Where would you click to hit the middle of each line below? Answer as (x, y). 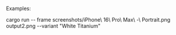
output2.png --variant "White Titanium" (53, 26)
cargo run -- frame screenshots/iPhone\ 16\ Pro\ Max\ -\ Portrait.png (88, 20)
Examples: (18, 8)
